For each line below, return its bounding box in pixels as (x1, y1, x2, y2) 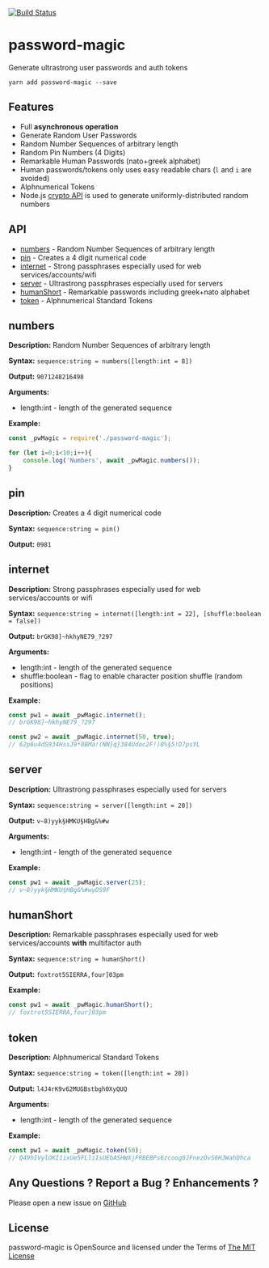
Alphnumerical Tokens (19, 182, 95, 192)
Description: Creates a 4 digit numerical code (8, 508, 162, 518)
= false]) (8, 617, 42, 625)
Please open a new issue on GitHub (8, 1198, 127, 1207)
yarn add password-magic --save (8, 78, 117, 87)
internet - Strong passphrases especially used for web (19, 261, 202, 271)
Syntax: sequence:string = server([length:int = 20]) (8, 800, 193, 809)
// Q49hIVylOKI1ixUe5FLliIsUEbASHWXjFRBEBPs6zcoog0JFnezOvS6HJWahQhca (8, 1153, 251, 1162)
